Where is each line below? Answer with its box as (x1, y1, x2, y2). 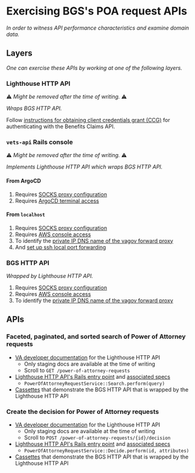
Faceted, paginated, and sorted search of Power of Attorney (6, 332, 186, 341)
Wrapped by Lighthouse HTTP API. (6, 272, 94, 280)
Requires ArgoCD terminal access (14, 197, 100, 204)
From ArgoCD (6, 177, 41, 184)
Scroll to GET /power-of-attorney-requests (24, 367, 130, 374)
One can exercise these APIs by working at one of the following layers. (6, 64, 182, 71)
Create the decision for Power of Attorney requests (6, 407, 159, 416)
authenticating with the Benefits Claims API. (6, 123, 115, 130)
